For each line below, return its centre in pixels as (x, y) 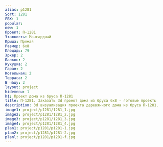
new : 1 (12, 28)
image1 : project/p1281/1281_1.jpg (40, 110)
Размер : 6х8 (17, 46)
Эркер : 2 (14, 55)
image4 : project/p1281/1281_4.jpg (40, 123)
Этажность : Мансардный (28, 37)
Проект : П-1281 (21, 32)
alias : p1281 (18, 10)
